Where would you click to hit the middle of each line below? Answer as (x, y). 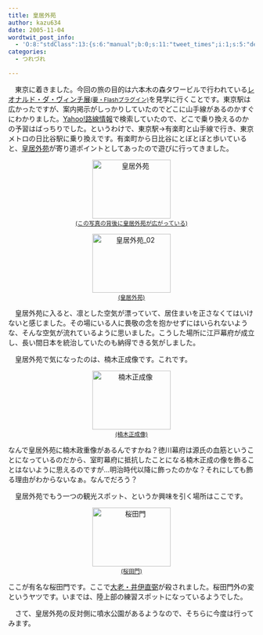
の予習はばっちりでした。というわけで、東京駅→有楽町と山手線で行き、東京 (131, 128)
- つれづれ (30, 60)
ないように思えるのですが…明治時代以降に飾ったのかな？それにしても (134, 469)
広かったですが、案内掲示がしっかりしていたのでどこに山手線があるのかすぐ (131, 109)
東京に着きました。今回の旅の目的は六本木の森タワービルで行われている (131, 89)
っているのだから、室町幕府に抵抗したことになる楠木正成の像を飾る (138, 459)
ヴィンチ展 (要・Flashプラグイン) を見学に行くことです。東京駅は (153, 99)
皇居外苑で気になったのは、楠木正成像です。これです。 (103, 359)
